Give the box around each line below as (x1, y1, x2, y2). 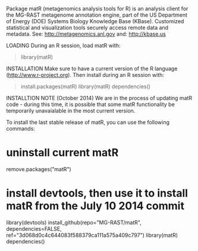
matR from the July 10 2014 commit (6, 199, 184, 213)
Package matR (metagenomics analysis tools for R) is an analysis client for (6, 5, 188, 12)
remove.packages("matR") (6, 165, 71, 172)
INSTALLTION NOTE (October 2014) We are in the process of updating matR (6, 95, 193, 101)
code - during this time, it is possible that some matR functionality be (6, 101, 175, 108)
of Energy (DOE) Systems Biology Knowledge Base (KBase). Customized (6, 18, 184, 24)
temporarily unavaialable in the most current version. (6, 107, 136, 114)
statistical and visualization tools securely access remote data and (6, 24, 168, 31)
